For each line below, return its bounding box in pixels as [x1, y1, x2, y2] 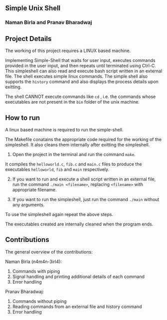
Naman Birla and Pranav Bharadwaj [5, 19, 92, 26]
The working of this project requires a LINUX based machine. [5, 47, 131, 54]
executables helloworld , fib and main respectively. [5, 166, 110, 172]
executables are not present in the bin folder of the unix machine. [5, 99, 140, 105]
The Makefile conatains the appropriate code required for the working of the [5, 136, 162, 142]
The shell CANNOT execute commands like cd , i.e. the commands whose [5, 93, 156, 99]
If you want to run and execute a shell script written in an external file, [12, 176, 156, 182]
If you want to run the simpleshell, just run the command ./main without [12, 196, 160, 202]
